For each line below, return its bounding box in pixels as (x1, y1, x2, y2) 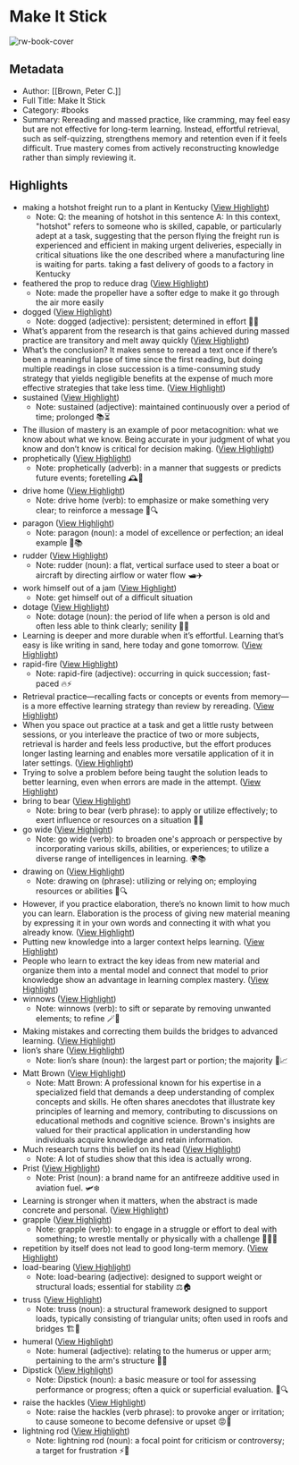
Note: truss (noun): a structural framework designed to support (35, 1303, 268, 1314)
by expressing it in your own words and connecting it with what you (21, 917, 270, 927)
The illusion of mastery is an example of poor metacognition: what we (21, 424, 279, 435)
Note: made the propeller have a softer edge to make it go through (35, 287, 279, 298)
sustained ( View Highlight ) (21, 392, 120, 402)
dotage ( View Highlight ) (21, 601, 110, 612)
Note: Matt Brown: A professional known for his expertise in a (35, 1077, 262, 1088)
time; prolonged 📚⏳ (35, 411, 111, 422)
